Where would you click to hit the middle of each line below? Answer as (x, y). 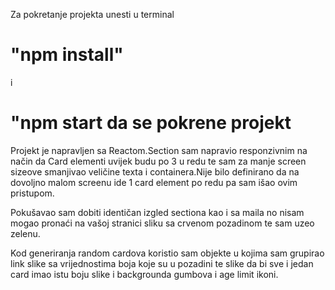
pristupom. (32, 193)
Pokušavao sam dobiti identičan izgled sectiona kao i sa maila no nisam (157, 212)
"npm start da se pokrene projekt (151, 123)
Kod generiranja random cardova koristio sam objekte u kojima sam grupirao (167, 253)
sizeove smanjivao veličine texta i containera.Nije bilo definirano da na (155, 171)
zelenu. (25, 233)
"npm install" (67, 55)
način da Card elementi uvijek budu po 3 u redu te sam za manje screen (158, 161)
